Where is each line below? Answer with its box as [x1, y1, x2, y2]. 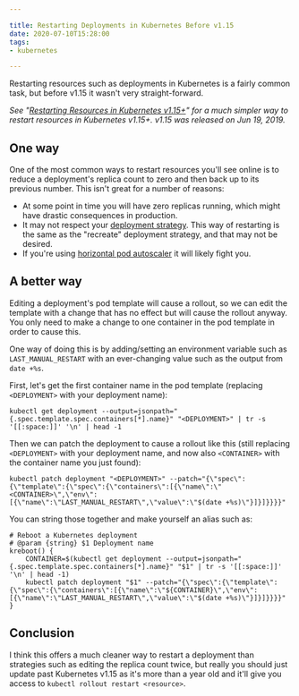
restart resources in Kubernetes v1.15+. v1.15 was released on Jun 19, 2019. [9, 115, 286, 125]
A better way [9, 274, 82, 289]
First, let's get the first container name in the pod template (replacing [9, 379, 263, 390]
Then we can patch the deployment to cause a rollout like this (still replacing [9, 437, 291, 448]
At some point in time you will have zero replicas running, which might [21, 200, 281, 211]
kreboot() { [9, 547, 54, 556]
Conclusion [9, 625, 75, 641]
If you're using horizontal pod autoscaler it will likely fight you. [21, 248, 252, 259]
